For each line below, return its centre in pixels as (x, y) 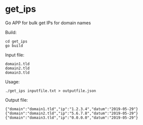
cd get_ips (16, 41)
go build (14, 45)
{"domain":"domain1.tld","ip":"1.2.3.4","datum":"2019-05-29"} (72, 109)
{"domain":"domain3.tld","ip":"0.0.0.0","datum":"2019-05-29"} (72, 118)
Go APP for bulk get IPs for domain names (48, 23)
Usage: (12, 82)
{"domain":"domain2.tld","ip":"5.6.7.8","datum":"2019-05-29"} (72, 113)
